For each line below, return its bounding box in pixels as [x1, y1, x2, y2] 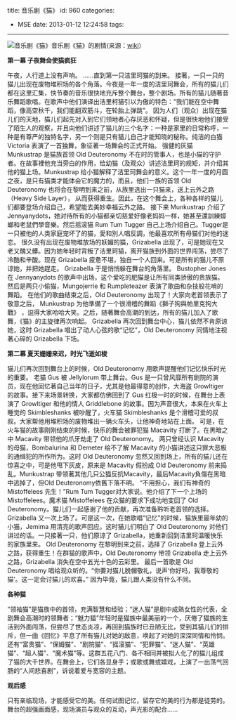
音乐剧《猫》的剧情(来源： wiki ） [51, 41, 145, 49]
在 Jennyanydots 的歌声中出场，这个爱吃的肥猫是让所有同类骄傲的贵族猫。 [7, 273, 224, 281]
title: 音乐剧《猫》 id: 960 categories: [7, 6, 115, 14]
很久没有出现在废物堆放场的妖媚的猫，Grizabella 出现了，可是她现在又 [20, 238, 225, 246]
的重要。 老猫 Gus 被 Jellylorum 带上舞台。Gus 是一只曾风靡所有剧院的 [7, 373, 213, 381]
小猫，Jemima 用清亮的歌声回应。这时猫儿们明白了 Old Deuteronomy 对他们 [7, 523, 228, 530]
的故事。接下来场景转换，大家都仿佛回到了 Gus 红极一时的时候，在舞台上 [7, 391, 219, 399]
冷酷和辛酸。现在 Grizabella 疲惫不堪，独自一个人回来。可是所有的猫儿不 [7, 256, 219, 263]
